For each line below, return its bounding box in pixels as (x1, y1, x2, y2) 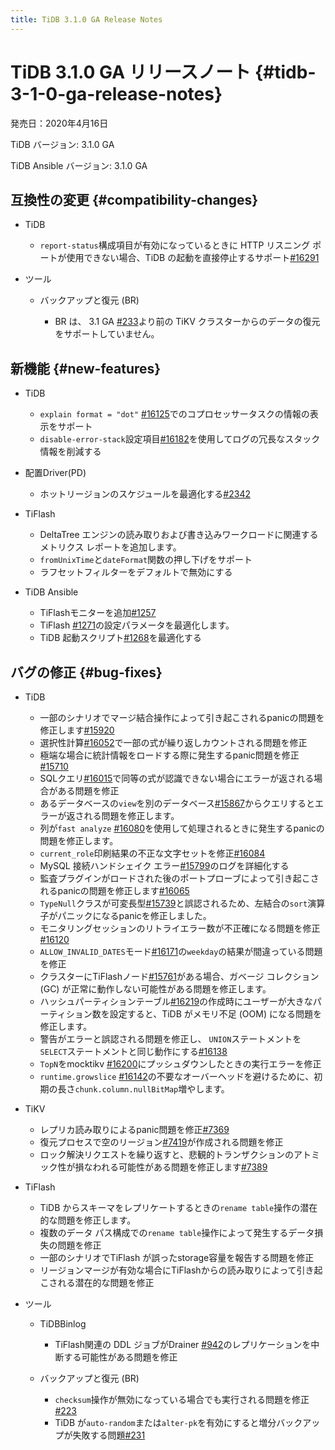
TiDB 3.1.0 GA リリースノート (10, 61, 252, 83)
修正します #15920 (39, 724, 115, 736)
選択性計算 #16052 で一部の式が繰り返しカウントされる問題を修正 (39, 737, 308, 748)
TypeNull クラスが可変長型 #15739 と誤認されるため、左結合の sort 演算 (39, 897, 326, 909)
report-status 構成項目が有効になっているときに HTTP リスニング (39, 239, 311, 251)
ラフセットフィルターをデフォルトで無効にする (39, 566, 233, 578)
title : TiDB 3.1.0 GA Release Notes (10, 14, 163, 25)
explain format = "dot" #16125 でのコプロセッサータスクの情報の (39, 408, 310, 420)
